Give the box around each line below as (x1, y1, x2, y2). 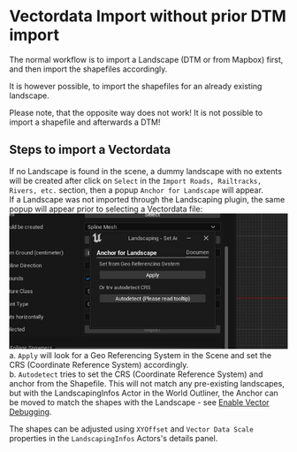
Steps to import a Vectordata (9, 142, 171, 157)
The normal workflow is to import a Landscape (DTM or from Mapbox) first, (9, 54, 284, 65)
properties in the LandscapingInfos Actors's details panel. (9, 433, 218, 443)
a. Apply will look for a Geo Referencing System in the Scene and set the (9, 350, 272, 360)
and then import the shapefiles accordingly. (9, 64, 168, 74)
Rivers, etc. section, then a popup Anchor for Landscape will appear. (9, 184, 263, 195)
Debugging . (9, 407, 52, 417)
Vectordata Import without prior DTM (9, 6, 287, 27)
